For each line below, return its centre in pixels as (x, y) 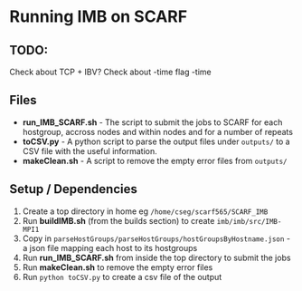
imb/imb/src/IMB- (249, 221)
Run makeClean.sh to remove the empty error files (118, 267)
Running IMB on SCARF (99, 17)
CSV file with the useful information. (90, 150)
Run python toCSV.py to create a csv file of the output (122, 276)
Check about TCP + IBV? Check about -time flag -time (110, 72)
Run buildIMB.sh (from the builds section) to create (118, 220)
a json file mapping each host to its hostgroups (110, 247)
